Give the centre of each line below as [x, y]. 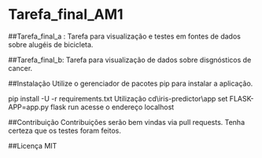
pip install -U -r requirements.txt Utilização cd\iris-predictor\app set [118, 98]
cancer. [20, 68]
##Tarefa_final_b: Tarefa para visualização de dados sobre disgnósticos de [130, 60]
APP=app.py [29, 107]
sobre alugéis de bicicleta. [51, 44]
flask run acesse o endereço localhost [112, 107]
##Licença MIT [33, 145]
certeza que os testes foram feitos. [65, 130]
